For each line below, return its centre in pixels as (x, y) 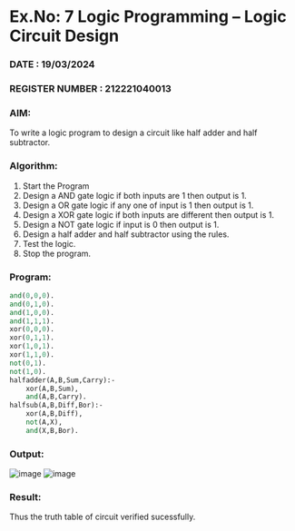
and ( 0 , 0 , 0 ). (32, 295)
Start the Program (56, 186)
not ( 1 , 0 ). (28, 371)
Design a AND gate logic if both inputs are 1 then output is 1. (134, 195)
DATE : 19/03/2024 (52, 64)
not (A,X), (44, 423)
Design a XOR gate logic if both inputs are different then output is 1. (148, 214)
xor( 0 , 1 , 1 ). (32, 338)
